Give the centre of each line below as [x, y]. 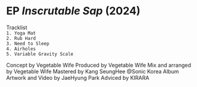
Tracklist [17, 27]
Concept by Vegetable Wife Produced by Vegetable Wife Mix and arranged [99, 65]
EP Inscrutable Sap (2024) [73, 11]
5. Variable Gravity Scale [40, 54]
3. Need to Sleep [28, 44]
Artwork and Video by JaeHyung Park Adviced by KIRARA [78, 77]
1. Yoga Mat [21, 33]
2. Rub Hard [21, 38]
